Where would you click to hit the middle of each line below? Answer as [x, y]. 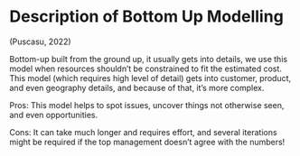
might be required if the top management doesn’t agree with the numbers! [147, 142]
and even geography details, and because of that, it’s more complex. [137, 87]
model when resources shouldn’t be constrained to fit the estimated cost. [146, 69]
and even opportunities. [53, 115]
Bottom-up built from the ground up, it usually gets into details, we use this [148, 59]
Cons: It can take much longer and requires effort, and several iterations [143, 132]
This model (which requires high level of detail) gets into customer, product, [150, 78]
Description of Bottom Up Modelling [147, 17]
